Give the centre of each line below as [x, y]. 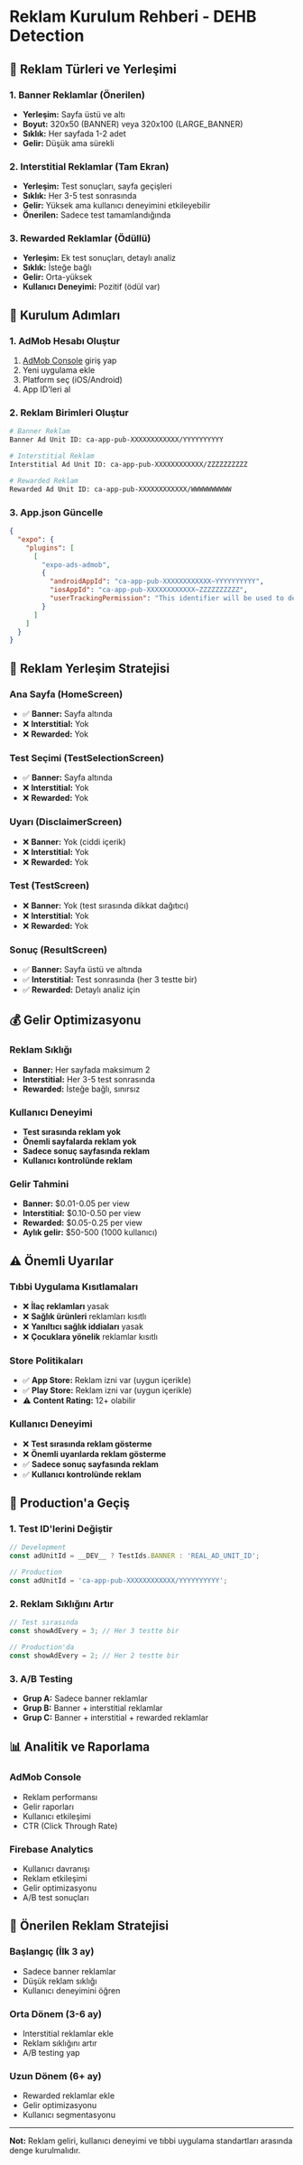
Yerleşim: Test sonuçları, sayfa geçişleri [97, 186]
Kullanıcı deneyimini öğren [71, 1990]
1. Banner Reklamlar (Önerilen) [78, 95]
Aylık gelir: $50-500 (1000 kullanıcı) [90, 1232]
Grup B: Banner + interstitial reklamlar [92, 1707]
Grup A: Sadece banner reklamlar [85, 1698]
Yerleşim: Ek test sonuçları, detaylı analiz [99, 258]
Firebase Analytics [51, 1849]
